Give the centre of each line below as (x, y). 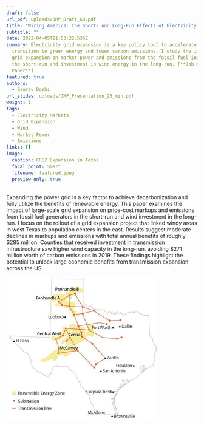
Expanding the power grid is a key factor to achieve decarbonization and (97, 197)
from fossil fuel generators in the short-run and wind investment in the (94, 217)
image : (15, 154)
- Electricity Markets (40, 115)
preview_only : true (36, 179)
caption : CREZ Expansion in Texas (55, 160)
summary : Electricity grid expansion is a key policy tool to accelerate (102, 45)
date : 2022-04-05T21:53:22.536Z (47, 39)
